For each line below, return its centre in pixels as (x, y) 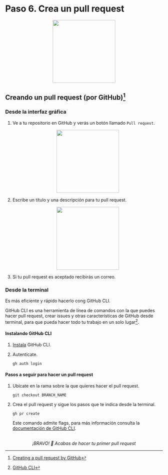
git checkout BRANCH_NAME (39, 395)
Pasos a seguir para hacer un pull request (49, 374)
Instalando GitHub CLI (28, 334)
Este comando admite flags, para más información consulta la (76, 423)
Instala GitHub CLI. (32, 344)
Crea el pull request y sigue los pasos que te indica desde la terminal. (84, 404)
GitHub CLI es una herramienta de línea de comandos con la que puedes (80, 310)
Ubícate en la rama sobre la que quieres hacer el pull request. (76, 386)
